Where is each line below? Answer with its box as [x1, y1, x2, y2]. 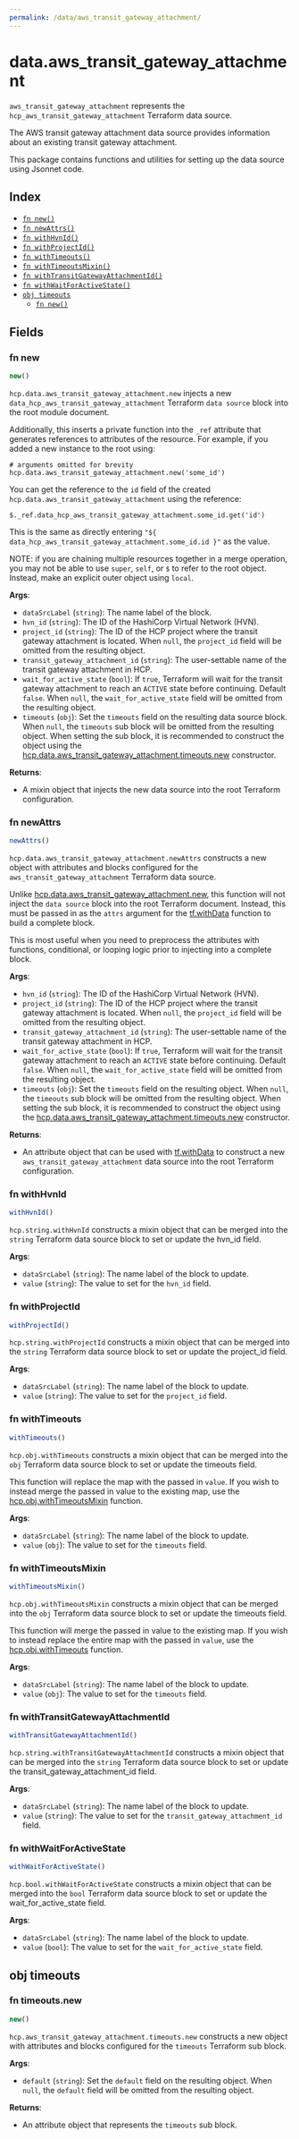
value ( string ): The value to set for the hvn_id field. [21, 1278, 212, 1289]
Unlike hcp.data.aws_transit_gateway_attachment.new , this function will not [9, 889, 286, 900]
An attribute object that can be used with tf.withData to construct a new [21, 1147, 286, 1158]
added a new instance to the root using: [9, 443, 156, 454]
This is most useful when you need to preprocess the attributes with [9, 935, 261, 946]
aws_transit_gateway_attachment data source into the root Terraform [21, 1156, 274, 1167]
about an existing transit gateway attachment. [9, 136, 178, 148]
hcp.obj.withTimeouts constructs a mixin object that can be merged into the [9, 1449, 288, 1460]
